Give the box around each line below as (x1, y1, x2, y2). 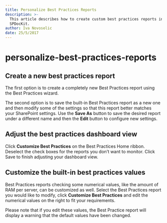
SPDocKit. (9, 21, 30, 26)
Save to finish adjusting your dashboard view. (5, 154, 98, 160)
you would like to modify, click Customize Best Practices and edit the (5, 192, 148, 198)
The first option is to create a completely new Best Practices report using (5, 85, 155, 91)
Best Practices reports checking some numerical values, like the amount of (5, 181, 159, 187)
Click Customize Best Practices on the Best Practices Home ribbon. (5, 143, 145, 149)
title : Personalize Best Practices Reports (5, 7, 97, 12)
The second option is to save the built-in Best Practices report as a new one (5, 100, 161, 106)
